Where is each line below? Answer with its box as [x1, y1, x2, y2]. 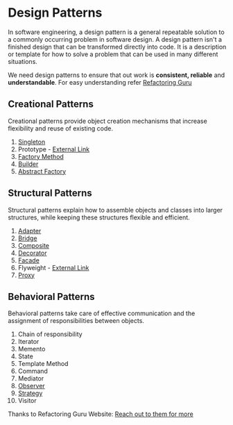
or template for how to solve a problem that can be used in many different [8, 50, 218, 58]
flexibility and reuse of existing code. [8, 124, 114, 133]
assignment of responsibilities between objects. [8, 317, 145, 325]
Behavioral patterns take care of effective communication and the [8, 309, 196, 317]
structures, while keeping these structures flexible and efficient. [8, 213, 190, 222]
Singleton [17, 137, 46, 146]
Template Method [17, 360, 69, 368]
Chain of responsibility [17, 330, 83, 338]
